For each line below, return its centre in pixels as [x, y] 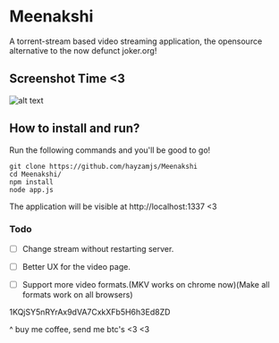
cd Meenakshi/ [36, 174]
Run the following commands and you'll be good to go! [110, 150]
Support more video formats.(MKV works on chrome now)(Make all [146, 284]
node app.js [31, 189]
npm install [31, 182]
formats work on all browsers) [77, 295]
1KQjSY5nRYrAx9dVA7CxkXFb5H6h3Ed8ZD [90, 312]
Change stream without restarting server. [98, 248]
